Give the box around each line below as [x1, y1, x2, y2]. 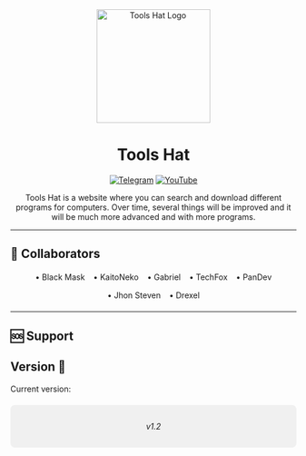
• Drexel [168, 290, 201, 301]
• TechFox [188, 272, 228, 283]
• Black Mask [35, 272, 85, 283]
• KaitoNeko [93, 272, 139, 283]
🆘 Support [10, 328, 74, 343]
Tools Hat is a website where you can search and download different [25, 192, 282, 203]
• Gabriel [146, 272, 181, 283]
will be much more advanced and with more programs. [51, 211, 256, 222]
